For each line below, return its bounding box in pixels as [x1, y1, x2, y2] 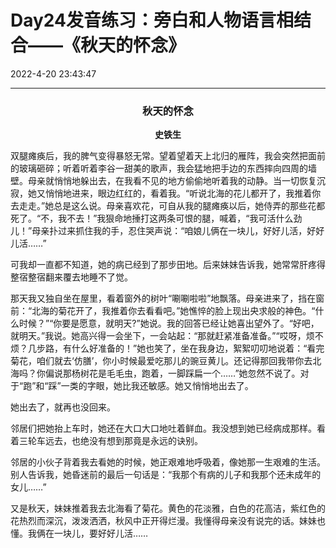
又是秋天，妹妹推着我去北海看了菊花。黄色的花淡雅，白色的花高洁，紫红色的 [10, 502, 326, 515]
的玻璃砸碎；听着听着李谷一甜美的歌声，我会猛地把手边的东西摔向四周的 [10, 162, 308, 175]
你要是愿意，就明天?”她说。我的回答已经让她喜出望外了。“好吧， [53, 317, 320, 330]
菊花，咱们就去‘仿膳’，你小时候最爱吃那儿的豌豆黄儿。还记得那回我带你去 [10, 355, 313, 367]
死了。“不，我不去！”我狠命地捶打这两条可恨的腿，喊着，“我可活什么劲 [10, 212, 303, 225]
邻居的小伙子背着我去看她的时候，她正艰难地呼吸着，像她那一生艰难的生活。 [10, 456, 326, 468]
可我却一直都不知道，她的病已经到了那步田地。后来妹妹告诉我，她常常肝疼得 [10, 259, 326, 271]
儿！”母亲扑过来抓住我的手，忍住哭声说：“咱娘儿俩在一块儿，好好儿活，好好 [10, 225, 325, 237]
